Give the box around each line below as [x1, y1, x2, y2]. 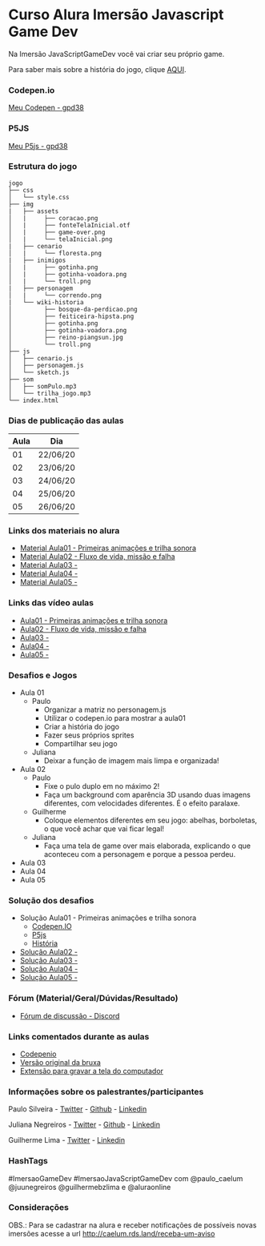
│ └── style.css [8, 193, 70, 201]
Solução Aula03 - [19, 955, 78, 966]
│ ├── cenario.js [8, 354, 74, 362]
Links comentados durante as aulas [8, 1031, 150, 1042]
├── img [8, 200, 34, 208]
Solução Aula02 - [19, 947, 78, 957]
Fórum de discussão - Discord [19, 1011, 120, 1020]
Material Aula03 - [19, 561, 78, 570]
